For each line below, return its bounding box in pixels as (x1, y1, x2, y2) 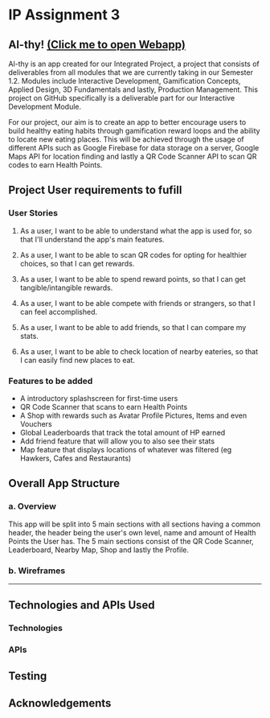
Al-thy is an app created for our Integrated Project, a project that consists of (8, 59, 260, 68)
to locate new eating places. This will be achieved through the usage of (8, 134, 245, 144)
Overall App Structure (8, 477, 121, 490)
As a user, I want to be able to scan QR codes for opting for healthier (19, 250, 247, 259)
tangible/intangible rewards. (19, 283, 113, 292)
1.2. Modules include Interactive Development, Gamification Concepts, (8, 76, 241, 85)
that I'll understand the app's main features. (19, 234, 165, 244)
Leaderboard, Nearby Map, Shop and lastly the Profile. (8, 545, 189, 555)
